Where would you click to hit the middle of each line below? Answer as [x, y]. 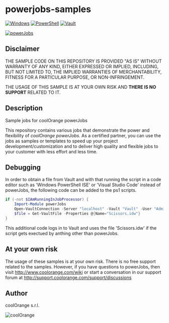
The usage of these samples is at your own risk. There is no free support [80, 261]
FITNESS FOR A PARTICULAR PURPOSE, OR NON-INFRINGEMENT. [75, 77]
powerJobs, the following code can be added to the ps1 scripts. [71, 190]
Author [16, 293]
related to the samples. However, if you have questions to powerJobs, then [82, 266]
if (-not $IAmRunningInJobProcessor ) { [47, 200]
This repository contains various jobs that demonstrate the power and [77, 130]
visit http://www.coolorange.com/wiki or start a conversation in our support [83, 272]
